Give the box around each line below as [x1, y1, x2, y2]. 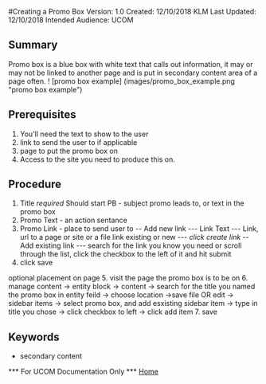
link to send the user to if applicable [19, 137, 138, 147]
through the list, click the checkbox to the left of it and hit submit [19, 249, 232, 259]
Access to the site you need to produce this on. [19, 155, 175, 164]
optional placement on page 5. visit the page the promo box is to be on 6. [8, 273, 248, 283]
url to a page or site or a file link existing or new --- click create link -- [19, 233, 249, 242]
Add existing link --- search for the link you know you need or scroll [19, 241, 242, 250]
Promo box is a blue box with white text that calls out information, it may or [8, 59, 253, 69]
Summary [8, 38, 58, 52]
